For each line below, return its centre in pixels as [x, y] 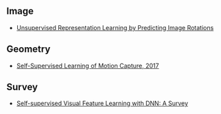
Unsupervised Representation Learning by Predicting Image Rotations [115, 27]
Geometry [28, 49]
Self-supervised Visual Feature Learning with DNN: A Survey [102, 103]
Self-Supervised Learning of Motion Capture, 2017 [88, 66]
